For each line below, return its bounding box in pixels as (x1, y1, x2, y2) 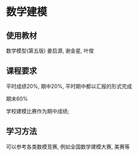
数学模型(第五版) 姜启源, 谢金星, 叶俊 (6, 48, 95, 54)
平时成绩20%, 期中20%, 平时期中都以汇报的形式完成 (6, 83, 133, 90)
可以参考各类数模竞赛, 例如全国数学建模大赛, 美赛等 (6, 143, 130, 150)
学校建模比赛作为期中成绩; (6, 107, 70, 114)
